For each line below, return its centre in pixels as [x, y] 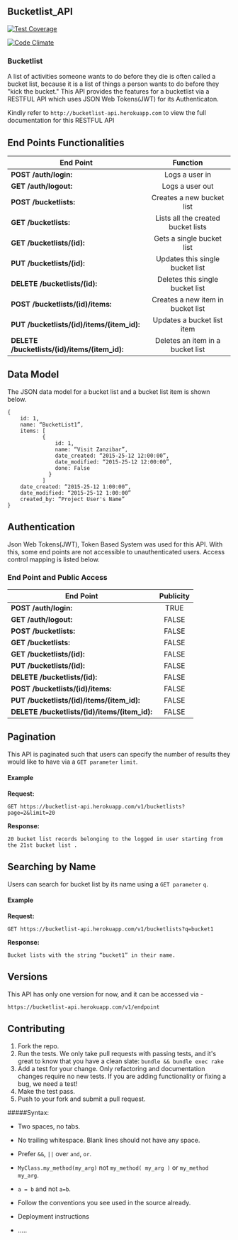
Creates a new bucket [188, 197]
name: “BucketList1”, [52, 424]
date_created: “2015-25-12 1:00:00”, [76, 487]
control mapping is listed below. [54, 559]
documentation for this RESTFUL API [61, 121]
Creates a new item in [188, 300]
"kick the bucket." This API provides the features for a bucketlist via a [108, 92]
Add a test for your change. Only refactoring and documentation [111, 1068]
